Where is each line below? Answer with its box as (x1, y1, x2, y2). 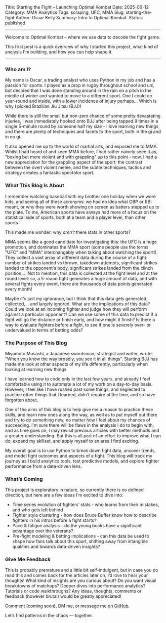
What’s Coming (5, 475, 43, 482)
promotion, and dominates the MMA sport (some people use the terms (5, 244, 149, 250)
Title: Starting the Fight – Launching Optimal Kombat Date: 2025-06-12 (5, 4, 149, 10)
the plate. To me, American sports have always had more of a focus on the (5, 209, 157, 215)
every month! (5, 286, 32, 292)
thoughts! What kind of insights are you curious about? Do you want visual (5, 578, 157, 583)
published (5, 20, 26, 26)
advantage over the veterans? (12, 528, 73, 534)
